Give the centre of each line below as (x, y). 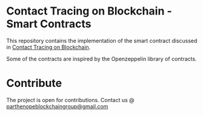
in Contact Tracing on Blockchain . (48, 47)
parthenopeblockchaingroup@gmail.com (57, 106)
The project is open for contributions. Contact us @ (70, 100)
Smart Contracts (49, 24)
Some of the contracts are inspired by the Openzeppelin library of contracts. (101, 59)
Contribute (34, 83)
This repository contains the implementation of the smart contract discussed (102, 40)
